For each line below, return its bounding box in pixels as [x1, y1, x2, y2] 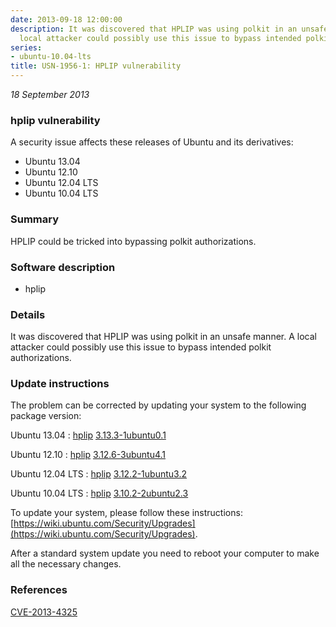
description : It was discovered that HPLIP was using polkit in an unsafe [10, 24, 329, 34]
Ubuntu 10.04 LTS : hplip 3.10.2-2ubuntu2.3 [10, 487, 189, 500]
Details [10, 307, 46, 321]
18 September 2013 [10, 89, 90, 100]
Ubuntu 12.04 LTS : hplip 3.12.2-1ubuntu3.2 [10, 468, 187, 480]
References [10, 583, 68, 597]
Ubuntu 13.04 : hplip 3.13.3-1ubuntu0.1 [10, 429, 167, 441]
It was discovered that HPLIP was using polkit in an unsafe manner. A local [10, 331, 317, 343]
